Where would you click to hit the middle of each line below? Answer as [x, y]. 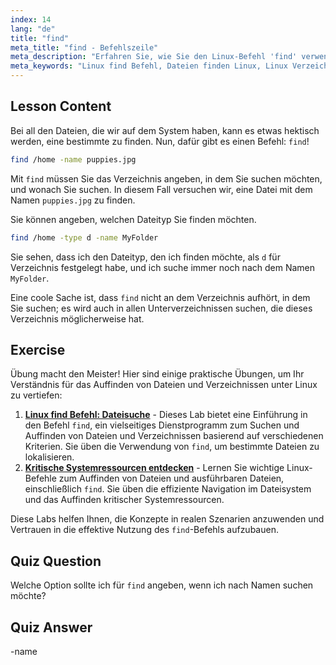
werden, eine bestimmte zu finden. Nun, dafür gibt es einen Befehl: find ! [160, 141]
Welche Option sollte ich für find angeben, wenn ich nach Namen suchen [162, 585]
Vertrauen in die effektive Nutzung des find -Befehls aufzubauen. [144, 530]
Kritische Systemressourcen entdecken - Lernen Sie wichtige [154, 468]
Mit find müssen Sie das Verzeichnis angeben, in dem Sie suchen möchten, [166, 178]
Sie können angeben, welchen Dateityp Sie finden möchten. [133, 219]
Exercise [38, 349]
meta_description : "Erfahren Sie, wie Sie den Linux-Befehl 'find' [154, 57]
